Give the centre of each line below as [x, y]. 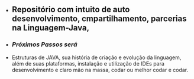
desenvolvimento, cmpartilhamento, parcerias [99, 19]
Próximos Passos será [45, 44]
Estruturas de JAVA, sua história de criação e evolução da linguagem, [96, 57]
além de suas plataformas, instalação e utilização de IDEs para [88, 63]
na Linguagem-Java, [51, 28]
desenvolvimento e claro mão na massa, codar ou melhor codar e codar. [100, 70]
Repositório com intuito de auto [71, 10]
